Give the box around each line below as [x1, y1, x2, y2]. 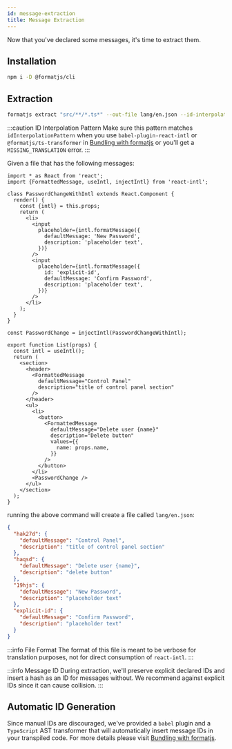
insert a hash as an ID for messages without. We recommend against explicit [7, 674, 225, 682]
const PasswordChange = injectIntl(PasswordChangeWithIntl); [7, 329, 187, 336]
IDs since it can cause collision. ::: [7, 681, 104, 689]
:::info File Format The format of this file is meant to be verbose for [7, 645, 197, 654]
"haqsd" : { [13, 556, 45, 563]
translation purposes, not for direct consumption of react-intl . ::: [7, 653, 194, 661]
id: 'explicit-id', [43, 269, 100, 276]
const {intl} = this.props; [19, 202, 100, 209]
